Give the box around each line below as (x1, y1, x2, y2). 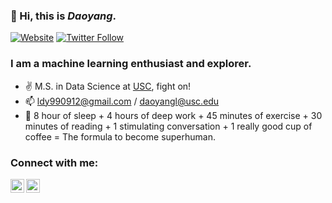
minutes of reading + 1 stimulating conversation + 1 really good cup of (24, 120, 313, 132)
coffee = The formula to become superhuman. (24, 130, 217, 143)
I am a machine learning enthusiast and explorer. (10, 57, 252, 71)
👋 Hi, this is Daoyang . (10, 9, 117, 23)
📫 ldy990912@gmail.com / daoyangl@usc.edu (24, 95, 220, 107)
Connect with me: (10, 155, 99, 169)
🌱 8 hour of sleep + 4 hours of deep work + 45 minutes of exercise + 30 (24, 109, 323, 121)
